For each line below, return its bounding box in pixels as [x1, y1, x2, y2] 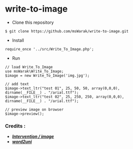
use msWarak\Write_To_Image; [5, 69, 64, 74]
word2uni [12, 139, 32, 145]
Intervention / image [12, 133, 54, 139]
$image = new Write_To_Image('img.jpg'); [5, 73, 90, 78]
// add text [5, 82, 29, 86]
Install [12, 37, 24, 43]
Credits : [5, 122, 26, 129]
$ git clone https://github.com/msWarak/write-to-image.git [5, 29, 129, 33]
